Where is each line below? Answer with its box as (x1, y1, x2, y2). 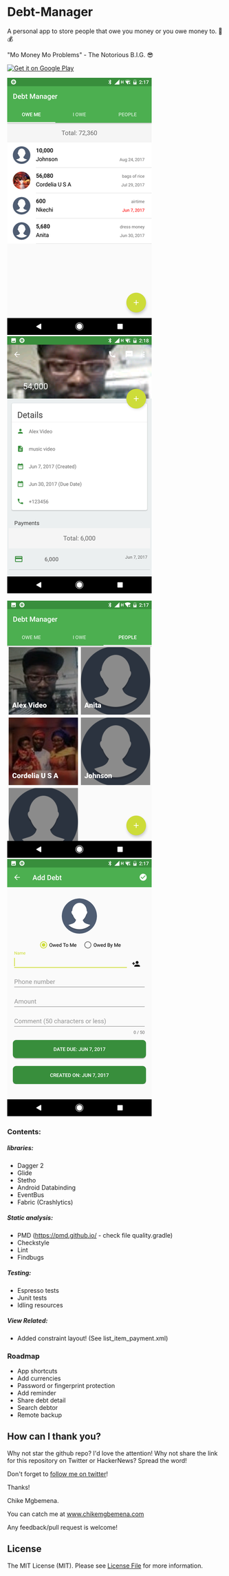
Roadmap (7, 1351, 40, 1361)
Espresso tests (17, 1286, 60, 1294)
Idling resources (17, 1300, 63, 1309)
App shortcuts (17, 1367, 58, 1375)
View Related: (7, 1317, 48, 1325)
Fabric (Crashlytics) (17, 1198, 74, 1206)
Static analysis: (7, 1214, 54, 1222)
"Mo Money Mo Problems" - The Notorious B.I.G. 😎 (7, 50, 153, 59)
